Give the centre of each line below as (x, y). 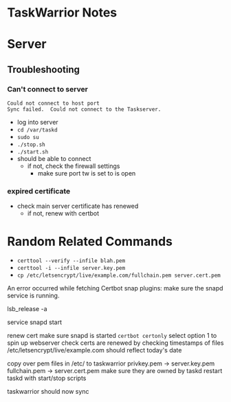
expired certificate (39, 191)
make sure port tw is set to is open (87, 173)
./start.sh (33, 152)
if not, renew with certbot (63, 213)
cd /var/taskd (37, 130)
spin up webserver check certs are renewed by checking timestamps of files (115, 343)
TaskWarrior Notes (62, 13)
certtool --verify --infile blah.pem (71, 261)
